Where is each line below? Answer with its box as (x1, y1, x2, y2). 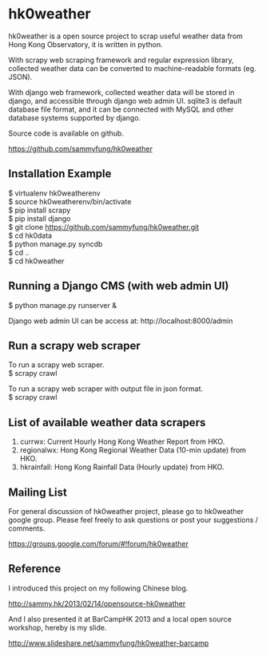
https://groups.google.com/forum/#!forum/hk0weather (8, 539, 189, 548)
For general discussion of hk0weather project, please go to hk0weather (8, 507, 244, 516)
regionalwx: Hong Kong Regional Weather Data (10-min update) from (19, 445, 246, 455)
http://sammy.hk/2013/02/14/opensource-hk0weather (8, 599, 186, 608)
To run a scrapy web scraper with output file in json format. (8, 384, 204, 393)
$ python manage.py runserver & (8, 300, 117, 310)
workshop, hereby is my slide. (8, 622, 107, 632)
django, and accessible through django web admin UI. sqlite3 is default (8, 96, 242, 105)
